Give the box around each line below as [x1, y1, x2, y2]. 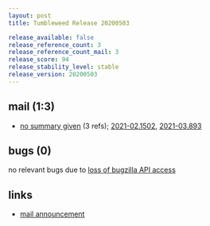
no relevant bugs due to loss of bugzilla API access [8, 165, 177, 175]
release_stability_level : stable [8, 63, 119, 72]
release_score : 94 [8, 56, 69, 64]
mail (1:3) [8, 100, 56, 114]
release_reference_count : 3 [8, 41, 102, 49]
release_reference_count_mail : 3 [8, 49, 119, 56]
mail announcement [19, 209, 85, 219]
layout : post [8, 11, 52, 20]
